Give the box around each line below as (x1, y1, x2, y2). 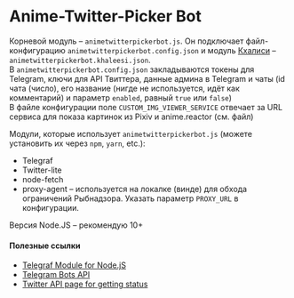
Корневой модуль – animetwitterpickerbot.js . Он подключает (9, 36, 244, 46)
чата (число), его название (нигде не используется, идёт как (9, 83, 240, 93)
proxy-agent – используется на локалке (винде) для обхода (21, 183, 247, 194)
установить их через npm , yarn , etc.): (9, 138, 146, 149)
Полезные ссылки (9, 240, 81, 251)
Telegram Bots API (21, 270, 91, 280)
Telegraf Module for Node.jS (21, 260, 127, 270)
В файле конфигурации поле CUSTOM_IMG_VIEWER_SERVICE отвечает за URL (9, 101, 282, 112)
